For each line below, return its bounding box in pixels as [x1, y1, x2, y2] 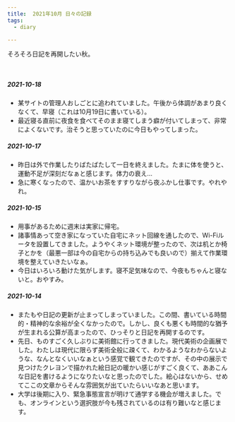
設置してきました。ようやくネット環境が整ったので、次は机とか [36, 240, 222, 248]
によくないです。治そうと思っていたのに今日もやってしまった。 [17, 125, 203, 134]
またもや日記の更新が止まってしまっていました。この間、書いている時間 [17, 311, 227, 319]
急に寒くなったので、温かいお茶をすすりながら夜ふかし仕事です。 [17, 178, 209, 187]
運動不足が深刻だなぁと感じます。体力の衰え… [17, 169, 153, 178]
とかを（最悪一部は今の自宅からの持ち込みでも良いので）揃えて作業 [23, 248, 222, 258]
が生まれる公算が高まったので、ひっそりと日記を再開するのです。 [17, 328, 209, 337]
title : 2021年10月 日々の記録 [7, 10, 92, 18]
